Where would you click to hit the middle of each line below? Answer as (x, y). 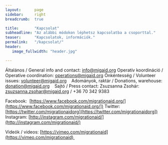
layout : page (24, 10)
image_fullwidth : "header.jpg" (45, 51)
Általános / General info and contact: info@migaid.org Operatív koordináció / (84, 70)
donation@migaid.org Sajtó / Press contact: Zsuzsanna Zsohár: (72, 86)
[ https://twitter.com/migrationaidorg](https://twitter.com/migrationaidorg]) (81, 111)
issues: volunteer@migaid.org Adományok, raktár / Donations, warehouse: (84, 80)
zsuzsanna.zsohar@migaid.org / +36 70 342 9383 (57, 91)
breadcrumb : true (24, 19)
